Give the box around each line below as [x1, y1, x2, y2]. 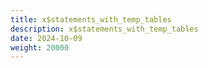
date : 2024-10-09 [10, 33, 83, 43]
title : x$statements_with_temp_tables [10, 14, 172, 25]
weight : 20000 [10, 42, 70, 53]
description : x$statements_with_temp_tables [10, 24, 199, 34]
